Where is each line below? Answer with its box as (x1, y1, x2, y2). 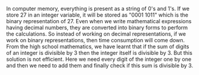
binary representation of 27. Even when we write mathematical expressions (6, 18, 192, 24)
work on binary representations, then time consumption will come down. (6, 37, 185, 43)
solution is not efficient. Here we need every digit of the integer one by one (6, 56, 192, 62)
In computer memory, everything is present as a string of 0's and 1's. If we (6, 5, 190, 12)
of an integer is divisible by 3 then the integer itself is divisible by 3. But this (6, 49, 193, 56)
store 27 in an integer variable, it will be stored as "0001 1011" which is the (6, 11, 189, 18)
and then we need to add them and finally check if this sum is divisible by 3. (6, 62, 194, 69)
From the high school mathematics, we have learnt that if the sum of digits (6, 43, 189, 50)
